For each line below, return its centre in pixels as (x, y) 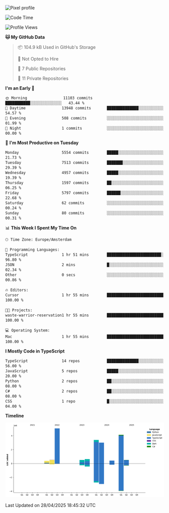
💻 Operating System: (28, 330)
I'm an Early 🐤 (20, 88)
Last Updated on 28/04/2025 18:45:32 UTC (50, 505)
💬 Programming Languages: (32, 250)
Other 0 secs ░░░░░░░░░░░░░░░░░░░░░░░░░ (84, 275)
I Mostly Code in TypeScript (35, 351)
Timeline (15, 416)
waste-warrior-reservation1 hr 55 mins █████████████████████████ (84, 315)
